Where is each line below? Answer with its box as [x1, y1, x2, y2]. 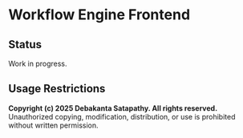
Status [8, 38, 43, 51]
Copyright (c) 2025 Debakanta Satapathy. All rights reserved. [8, 103, 218, 113]
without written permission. [8, 120, 99, 130]
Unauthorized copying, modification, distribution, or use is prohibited [8, 112, 236, 121]
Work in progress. [8, 59, 67, 68]
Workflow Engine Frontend [8, 6, 191, 24]
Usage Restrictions [8, 82, 106, 95]
